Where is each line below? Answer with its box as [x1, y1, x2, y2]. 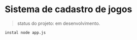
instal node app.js [5, 30, 46, 35]
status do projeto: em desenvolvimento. [17, 20, 100, 26]
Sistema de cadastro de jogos [5, 4, 132, 15]
